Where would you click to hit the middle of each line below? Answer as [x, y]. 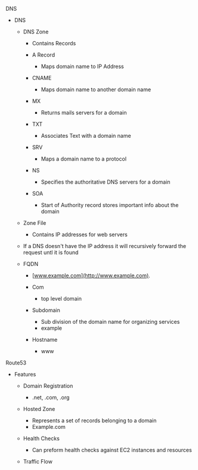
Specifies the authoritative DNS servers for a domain [106, 182]
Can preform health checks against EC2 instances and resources [112, 450]
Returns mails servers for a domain [84, 112]
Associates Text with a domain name [86, 136]
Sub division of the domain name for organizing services [110, 322]
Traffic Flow [38, 461]
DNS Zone [36, 32]
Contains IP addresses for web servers [80, 234]
